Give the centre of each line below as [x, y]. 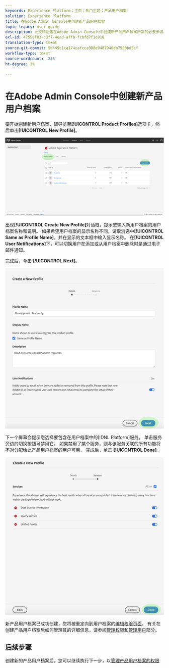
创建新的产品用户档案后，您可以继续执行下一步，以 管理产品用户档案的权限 [82, 660]
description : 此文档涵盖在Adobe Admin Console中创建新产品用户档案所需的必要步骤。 [86, 32]
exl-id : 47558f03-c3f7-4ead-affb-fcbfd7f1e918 [55, 37]
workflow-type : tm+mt [28, 53]
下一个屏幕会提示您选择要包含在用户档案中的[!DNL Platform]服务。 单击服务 [84, 438]
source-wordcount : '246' [31, 59]
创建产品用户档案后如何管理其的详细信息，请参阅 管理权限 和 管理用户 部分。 [82, 630]
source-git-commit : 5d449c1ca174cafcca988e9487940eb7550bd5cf [72, 48]
